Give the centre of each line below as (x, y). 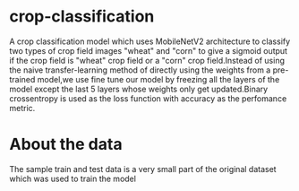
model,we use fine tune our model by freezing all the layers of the (158, 79)
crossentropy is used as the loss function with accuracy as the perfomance (148, 98)
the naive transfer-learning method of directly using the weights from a (140, 70)
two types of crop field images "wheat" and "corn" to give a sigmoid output (149, 50)
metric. (22, 108)
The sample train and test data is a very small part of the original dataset (143, 169)
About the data (66, 144)
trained (22, 79)
